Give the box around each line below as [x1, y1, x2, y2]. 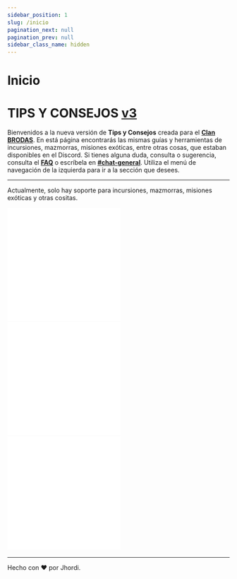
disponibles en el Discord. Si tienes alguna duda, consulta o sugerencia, [7, 151, 217, 159]
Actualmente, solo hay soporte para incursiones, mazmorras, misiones [7, 186, 213, 194]
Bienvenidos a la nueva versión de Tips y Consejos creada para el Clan [7, 128, 216, 137]
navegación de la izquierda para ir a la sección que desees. [7, 166, 180, 175]
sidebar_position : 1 [7, 11, 68, 18]
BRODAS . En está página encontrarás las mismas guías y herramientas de [7, 136, 222, 144]
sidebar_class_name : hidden [7, 41, 90, 49]
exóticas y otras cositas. [7, 194, 78, 202]
